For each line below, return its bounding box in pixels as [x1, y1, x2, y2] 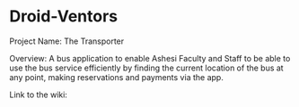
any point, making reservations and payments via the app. [9, 71, 224, 82]
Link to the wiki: [9, 89, 67, 100]
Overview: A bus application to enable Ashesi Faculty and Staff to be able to [9, 53, 291, 63]
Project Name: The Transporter [9, 36, 125, 46]
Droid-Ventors [9, 6, 119, 27]
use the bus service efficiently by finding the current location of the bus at [9, 62, 285, 73]
